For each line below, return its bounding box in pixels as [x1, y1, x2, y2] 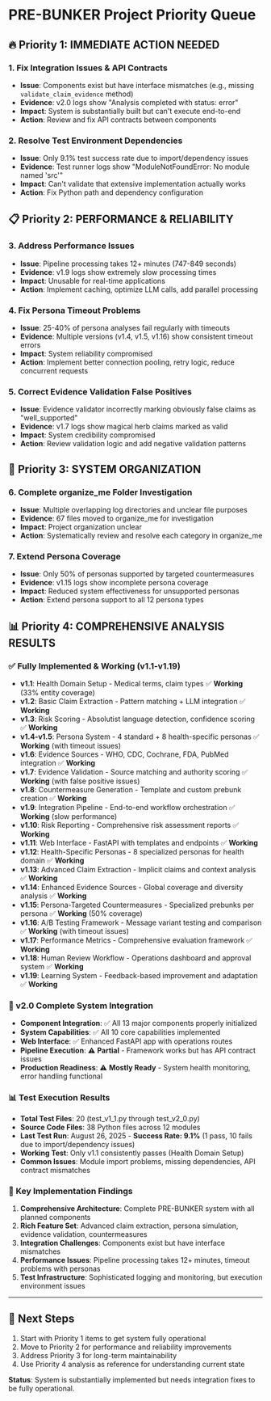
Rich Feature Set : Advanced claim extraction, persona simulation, [19, 1221, 239, 1230]
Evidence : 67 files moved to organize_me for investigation [19, 513, 214, 523]
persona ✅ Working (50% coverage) [19, 909, 143, 918]
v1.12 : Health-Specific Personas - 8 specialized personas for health [19, 847, 244, 857]
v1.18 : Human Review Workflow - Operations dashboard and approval [19, 953, 252, 963]
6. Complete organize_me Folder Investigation [8, 487, 193, 498]
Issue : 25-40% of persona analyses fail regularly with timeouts [19, 323, 231, 333]
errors [19, 340, 41, 350]
